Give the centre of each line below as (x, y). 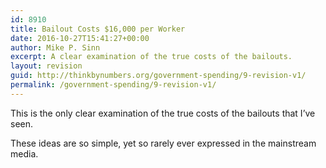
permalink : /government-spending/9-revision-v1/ (113, 85)
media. (24, 153)
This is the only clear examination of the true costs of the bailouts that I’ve (163, 113)
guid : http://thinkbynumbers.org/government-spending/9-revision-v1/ (158, 76)
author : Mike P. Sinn (55, 47)
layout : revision (46, 66)
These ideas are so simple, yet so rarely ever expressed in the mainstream (163, 143)
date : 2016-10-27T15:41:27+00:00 (80, 38)
